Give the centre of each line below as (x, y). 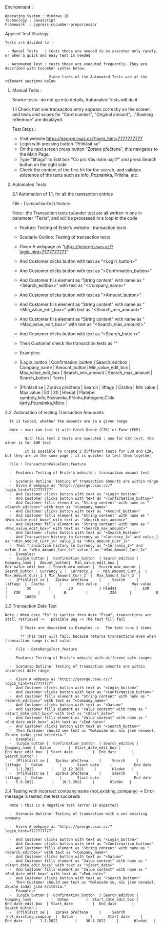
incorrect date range (27, 671)
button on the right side (43, 164)
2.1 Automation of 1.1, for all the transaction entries (62, 194)
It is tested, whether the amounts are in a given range (69, 421)
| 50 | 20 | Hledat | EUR (77, 588)
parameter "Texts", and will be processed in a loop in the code (75, 218)
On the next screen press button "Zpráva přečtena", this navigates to (89, 149)
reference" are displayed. (38, 120)
